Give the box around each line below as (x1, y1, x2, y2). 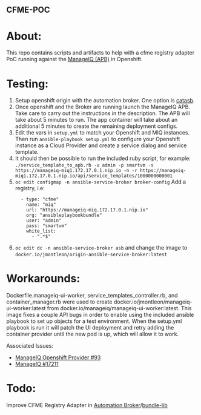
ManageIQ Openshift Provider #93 (15, 354, 101, 361)
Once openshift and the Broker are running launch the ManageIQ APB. (15, 103, 191, 111)
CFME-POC (6, 5, 50, 15)
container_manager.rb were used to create (6, 298, 113, 305)
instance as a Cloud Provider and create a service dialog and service (15, 142, 187, 149)
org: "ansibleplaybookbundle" (26, 212, 102, 219)
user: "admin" (26, 217, 62, 224)
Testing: (6, 77, 49, 90)
